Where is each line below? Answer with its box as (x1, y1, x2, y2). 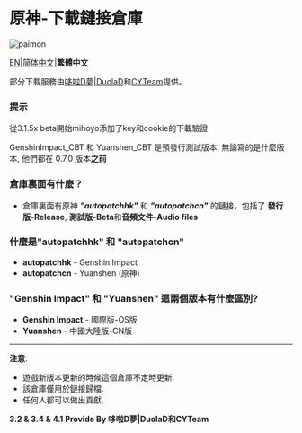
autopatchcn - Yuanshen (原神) (22, 267, 141, 278)
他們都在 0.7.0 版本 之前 (21, 154, 107, 164)
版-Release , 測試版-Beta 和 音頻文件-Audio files (22, 211, 199, 222)
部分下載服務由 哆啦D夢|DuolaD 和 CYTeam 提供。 (9, 75, 187, 86)
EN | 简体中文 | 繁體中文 (9, 57, 89, 67)
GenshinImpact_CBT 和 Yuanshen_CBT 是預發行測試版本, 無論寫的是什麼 (9, 142, 277, 153)
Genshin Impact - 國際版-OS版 (22, 314, 138, 325)
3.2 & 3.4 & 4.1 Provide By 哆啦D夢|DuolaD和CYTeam (9, 414, 209, 425)
